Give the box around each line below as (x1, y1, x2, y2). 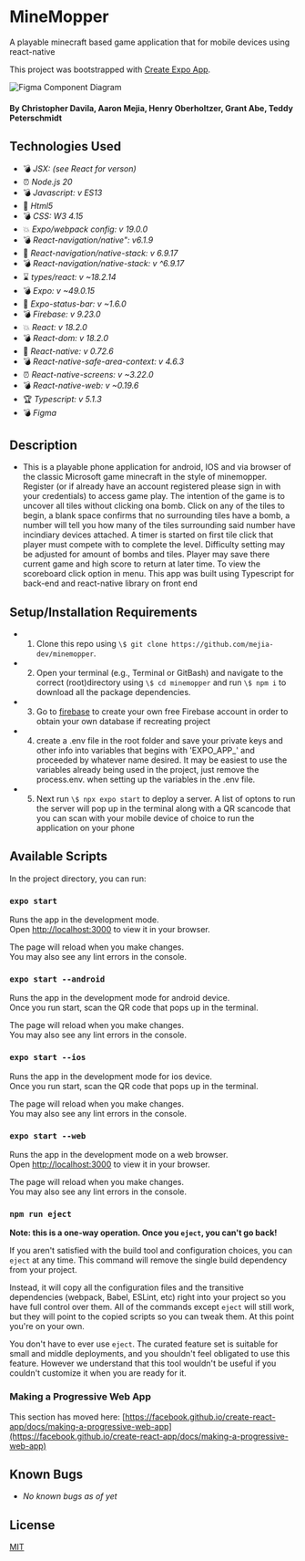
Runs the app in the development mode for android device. (9, 993, 230, 1004)
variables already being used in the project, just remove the (36, 764, 259, 775)
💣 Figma (22, 408, 57, 419)
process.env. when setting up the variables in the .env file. (36, 774, 256, 785)
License (9, 1517, 56, 1533)
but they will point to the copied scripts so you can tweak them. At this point (9, 1311, 294, 1322)
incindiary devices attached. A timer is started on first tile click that (22, 529, 274, 540)
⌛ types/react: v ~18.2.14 (22, 272, 117, 283)
